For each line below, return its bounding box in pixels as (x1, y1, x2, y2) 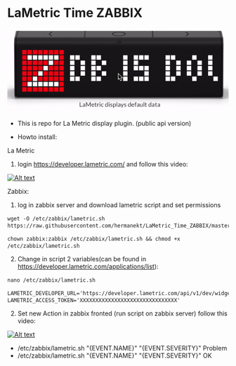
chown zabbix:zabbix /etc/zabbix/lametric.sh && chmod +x (7, 235, 181, 242)
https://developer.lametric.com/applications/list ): (17, 262, 159, 270)
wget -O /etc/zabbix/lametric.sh (7, 215, 105, 222)
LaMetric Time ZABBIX (7, 5, 143, 21)
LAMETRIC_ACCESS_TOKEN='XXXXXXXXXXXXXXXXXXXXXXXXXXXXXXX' (7, 296, 181, 303)
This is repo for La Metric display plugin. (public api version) (17, 119, 192, 127)
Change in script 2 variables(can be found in (17, 254, 147, 263)
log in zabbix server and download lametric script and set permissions (17, 200, 221, 209)
